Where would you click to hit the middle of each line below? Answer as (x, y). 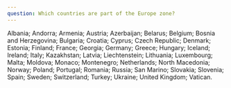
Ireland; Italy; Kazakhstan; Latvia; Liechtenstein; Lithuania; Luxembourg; (110, 55)
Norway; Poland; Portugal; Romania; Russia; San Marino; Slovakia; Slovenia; (115, 69)
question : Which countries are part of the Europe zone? (91, 13)
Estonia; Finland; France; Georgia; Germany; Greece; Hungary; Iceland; (109, 47)
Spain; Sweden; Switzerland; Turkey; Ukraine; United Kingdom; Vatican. (110, 77)
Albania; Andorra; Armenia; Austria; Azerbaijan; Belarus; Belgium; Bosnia (111, 33)
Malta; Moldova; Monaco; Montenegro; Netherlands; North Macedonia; (109, 62)
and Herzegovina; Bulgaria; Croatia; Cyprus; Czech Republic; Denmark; (109, 40)
